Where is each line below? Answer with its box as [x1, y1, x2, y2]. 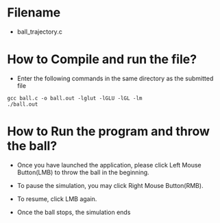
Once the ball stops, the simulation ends [16, 208, 131, 216]
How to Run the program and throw [7, 124, 210, 139]
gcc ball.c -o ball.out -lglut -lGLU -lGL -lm [7, 95, 143, 102]
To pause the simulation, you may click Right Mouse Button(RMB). [16, 181, 204, 189]
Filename [7, 5, 61, 21]
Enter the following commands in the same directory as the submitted [16, 74, 214, 82]
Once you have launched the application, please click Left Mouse [16, 161, 201, 169]
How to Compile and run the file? [7, 51, 197, 67]
